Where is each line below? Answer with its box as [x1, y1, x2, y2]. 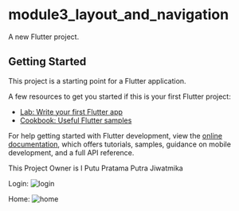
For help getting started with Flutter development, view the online [8, 131, 223, 140]
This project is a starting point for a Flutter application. [8, 76, 186, 85]
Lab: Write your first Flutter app [19, 107, 123, 116]
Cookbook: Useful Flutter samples [19, 115, 132, 125]
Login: [8, 178, 29, 188]
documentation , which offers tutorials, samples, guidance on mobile [8, 139, 231, 149]
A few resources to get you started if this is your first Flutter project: [8, 92, 231, 101]
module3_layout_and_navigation [8, 6, 229, 24]
